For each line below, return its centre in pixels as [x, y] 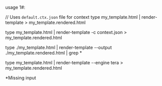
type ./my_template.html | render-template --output [59, 47]
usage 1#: [15, 7]
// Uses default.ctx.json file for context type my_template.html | [73, 17]
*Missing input [21, 78]
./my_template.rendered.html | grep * [44, 53]
